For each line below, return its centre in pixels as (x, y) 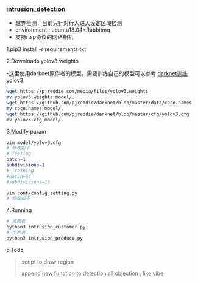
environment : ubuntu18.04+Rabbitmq (63, 30)
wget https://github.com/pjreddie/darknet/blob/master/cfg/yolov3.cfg (98, 114)
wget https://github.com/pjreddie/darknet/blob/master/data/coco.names (99, 103)
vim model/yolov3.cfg (34, 142)
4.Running (19, 210)
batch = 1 (16, 160)
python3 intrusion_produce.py (45, 238)
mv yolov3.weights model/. (41, 97)
